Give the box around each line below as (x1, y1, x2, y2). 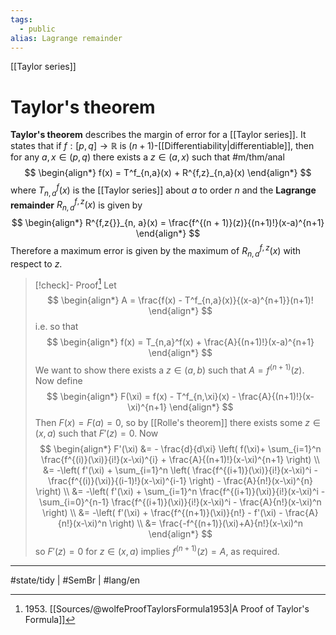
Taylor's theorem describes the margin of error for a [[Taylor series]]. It (10, 129, 307, 141)
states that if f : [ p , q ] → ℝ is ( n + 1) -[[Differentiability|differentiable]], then (10, 140, 315, 152)
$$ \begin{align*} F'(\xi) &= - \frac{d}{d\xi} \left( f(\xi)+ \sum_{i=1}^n (39, 442, 322, 455)
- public (19, 24, 56, 34)
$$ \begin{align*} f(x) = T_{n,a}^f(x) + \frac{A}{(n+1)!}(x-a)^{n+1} (46, 336, 315, 348)
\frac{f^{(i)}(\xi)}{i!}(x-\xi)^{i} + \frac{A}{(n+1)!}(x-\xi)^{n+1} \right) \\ (40, 453, 320, 465)
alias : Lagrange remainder (10, 33, 123, 43)
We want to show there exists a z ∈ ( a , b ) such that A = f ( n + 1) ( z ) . (34, 362, 305, 376)
